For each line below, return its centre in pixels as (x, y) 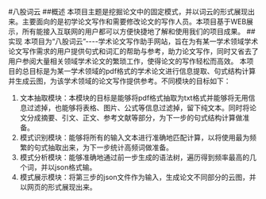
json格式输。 (75, 167)
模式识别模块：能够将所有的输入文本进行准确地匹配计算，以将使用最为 (135, 138)
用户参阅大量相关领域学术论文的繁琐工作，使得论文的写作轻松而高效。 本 (127, 61)
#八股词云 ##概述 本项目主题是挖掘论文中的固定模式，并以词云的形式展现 (128, 11)
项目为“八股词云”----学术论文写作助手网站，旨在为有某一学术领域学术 (145, 41)
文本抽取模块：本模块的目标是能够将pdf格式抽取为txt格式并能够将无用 (134, 98)
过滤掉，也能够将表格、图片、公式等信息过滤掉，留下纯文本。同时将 (138, 108)
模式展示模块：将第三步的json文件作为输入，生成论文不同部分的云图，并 (138, 177)
